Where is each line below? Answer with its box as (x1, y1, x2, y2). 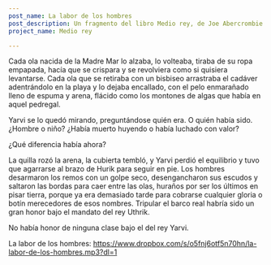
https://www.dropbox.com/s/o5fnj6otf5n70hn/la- (92, 239, 257, 249)
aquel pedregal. (8, 99, 61, 110)
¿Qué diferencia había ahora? (8, 140, 107, 150)
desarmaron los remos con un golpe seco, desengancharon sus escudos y (8, 172, 258, 183)
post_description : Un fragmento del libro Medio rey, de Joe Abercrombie (8, 20, 264, 28)
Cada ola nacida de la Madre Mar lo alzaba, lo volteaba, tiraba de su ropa (8, 56, 253, 66)
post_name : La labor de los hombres (8, 11, 132, 20)
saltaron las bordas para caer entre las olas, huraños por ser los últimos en (8, 181, 259, 191)
